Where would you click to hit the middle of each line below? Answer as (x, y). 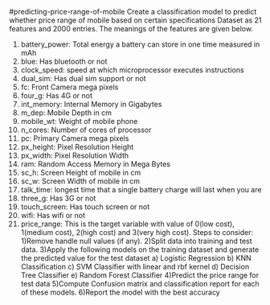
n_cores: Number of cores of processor (86, 130)
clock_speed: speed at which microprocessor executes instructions (132, 70)
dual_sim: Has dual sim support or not (83, 78)
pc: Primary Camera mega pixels (75, 138)
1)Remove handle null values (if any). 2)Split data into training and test (136, 241)
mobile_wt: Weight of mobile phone (79, 121)
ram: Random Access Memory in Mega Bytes (96, 164)
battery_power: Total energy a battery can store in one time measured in (140, 44)
